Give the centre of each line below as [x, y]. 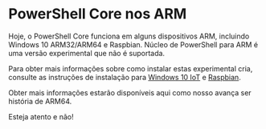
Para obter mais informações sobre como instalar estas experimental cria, [131, 68]
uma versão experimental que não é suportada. [87, 53]
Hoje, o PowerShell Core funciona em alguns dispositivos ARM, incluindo [129, 36]
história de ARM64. [40, 101]
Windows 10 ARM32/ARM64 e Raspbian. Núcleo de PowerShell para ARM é [133, 44]
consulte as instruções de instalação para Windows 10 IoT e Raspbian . [125, 77]
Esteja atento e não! [41, 116]
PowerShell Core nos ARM [98, 14]
